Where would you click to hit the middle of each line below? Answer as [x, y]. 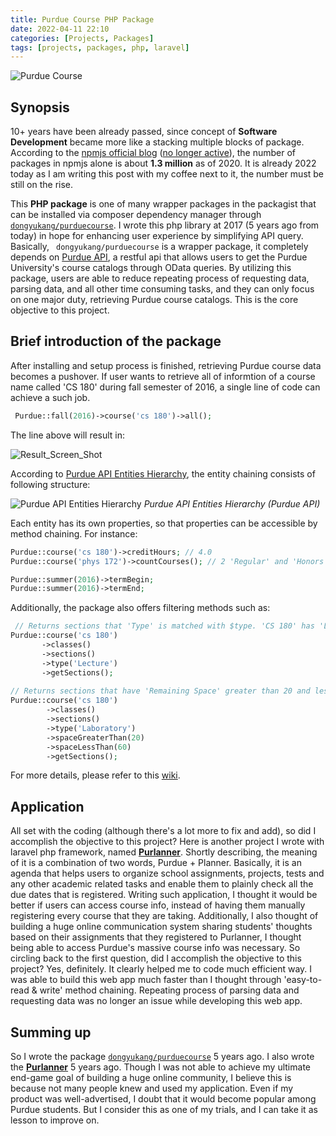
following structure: [50, 484]
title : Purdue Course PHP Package [82, 19]
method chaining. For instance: [74, 533]
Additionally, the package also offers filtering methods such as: [140, 608]
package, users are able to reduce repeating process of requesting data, [160, 278]
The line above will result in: [68, 435]
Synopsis [40, 107]
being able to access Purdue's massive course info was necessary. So [155, 948]
